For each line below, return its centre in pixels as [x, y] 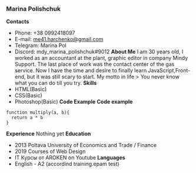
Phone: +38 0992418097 [45, 33]
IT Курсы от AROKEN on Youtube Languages [70, 158]
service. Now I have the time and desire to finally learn [81, 71]
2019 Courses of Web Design [50, 151]
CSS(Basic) [29, 95]
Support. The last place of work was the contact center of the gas [94, 64]
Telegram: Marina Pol [40, 45]
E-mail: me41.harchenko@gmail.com [59, 39]
